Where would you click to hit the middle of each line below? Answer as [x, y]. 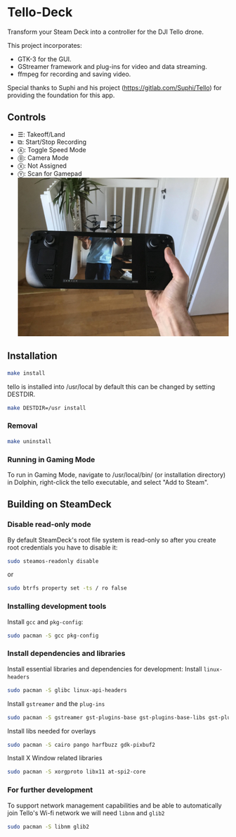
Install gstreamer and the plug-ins [56, 703]
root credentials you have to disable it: [63, 547]
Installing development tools [57, 607]
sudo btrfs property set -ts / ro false [67, 588]
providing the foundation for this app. [61, 95]
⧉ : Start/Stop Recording [52, 142]
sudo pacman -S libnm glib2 [48, 826]
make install [26, 373]
